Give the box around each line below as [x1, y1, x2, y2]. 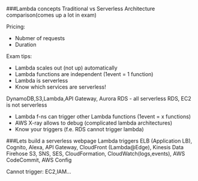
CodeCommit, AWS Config [6, 156, 72, 164]
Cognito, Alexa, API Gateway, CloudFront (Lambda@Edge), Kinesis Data [6, 144, 184, 150]
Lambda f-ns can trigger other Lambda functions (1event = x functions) [14, 113, 191, 120]
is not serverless [6, 101, 47, 108]
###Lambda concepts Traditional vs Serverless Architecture [6, 5, 155, 12]
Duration [14, 41, 37, 48]
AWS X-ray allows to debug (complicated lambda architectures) [14, 119, 173, 126]
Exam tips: [6, 53, 32, 59]
